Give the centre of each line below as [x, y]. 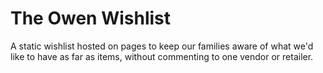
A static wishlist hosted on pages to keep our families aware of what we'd [162, 46]
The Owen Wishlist [91, 18]
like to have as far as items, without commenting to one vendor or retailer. [162, 56]
